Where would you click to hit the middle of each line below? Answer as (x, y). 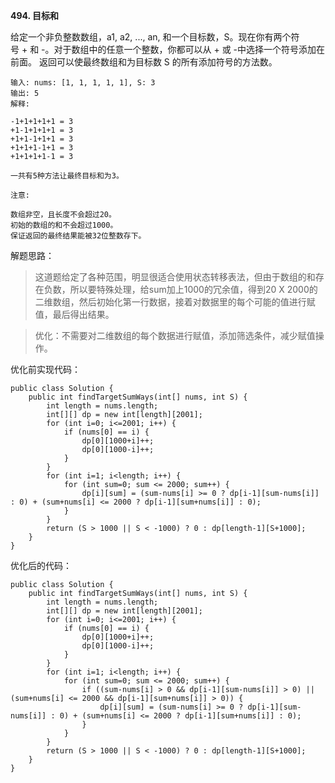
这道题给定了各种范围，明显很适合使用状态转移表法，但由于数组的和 (175, 277)
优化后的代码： (41, 565)
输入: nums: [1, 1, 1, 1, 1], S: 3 (83, 83)
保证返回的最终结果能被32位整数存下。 (78, 236)
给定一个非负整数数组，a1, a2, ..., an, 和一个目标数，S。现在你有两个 (151, 37)
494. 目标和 (35, 15)
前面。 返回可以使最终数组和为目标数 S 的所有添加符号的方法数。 (144, 62)
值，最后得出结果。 (74, 314)
